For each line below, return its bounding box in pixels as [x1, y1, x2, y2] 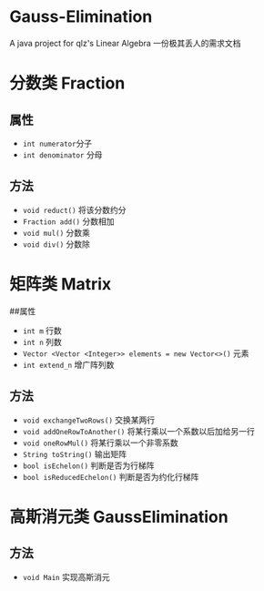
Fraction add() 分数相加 [22, 216, 115, 227]
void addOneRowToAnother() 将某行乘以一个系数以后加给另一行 [22, 425, 255, 436]
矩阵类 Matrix [9, 273, 112, 294]
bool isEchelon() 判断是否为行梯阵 [22, 460, 155, 471]
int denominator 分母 [22, 148, 103, 160]
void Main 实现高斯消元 [22, 571, 111, 582]
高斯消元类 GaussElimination [9, 506, 229, 527]
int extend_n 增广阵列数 [22, 359, 115, 370]
